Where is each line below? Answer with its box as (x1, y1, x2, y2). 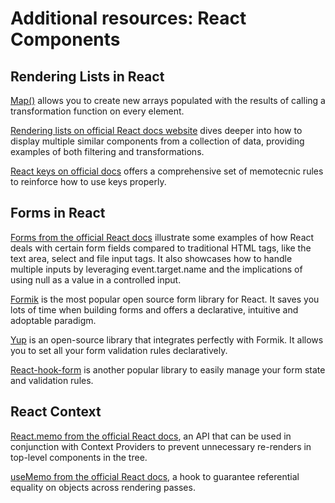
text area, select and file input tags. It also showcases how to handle (10, 252, 293, 264)
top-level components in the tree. (10, 451, 148, 463)
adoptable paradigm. (10, 314, 97, 326)
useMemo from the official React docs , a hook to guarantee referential (10, 470, 300, 482)
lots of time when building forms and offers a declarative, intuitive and (10, 303, 299, 316)
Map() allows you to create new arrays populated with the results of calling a (10, 95, 326, 106)
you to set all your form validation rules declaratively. (10, 344, 228, 356)
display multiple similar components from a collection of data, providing (10, 135, 305, 147)
